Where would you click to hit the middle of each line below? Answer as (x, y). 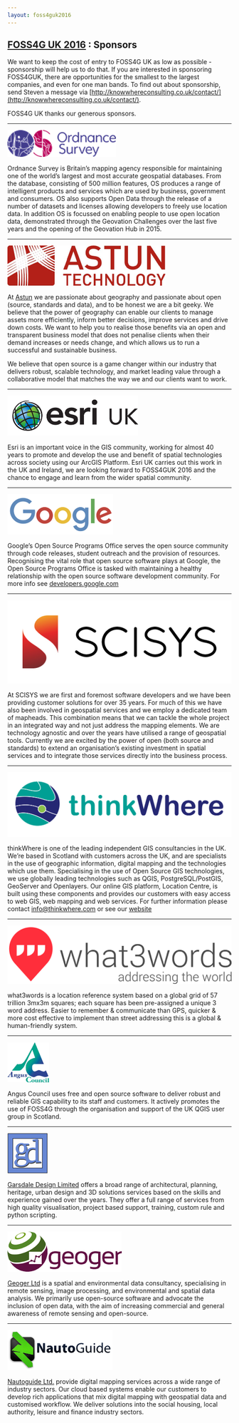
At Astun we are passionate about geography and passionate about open (115, 297)
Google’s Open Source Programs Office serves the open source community (118, 546)
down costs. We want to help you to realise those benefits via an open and (117, 327)
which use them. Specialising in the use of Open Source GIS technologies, (116, 870)
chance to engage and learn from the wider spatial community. (100, 478)
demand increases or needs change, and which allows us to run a (104, 343)
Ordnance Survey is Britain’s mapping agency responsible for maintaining (115, 168)
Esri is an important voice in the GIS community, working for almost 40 (111, 447)
